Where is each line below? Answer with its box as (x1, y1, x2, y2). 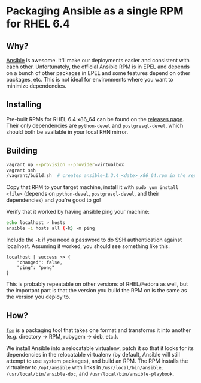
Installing (6, 100, 42, 110)
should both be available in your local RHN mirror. (6, 128, 129, 136)
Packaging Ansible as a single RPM (6, 4, 184, 18)
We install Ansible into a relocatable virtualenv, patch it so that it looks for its (6, 344, 194, 352)
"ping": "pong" (17, 265, 55, 271)
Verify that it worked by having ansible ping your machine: (6, 208, 150, 216)
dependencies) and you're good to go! (6, 196, 101, 204)
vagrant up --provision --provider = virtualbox (6, 161, 124, 167)
